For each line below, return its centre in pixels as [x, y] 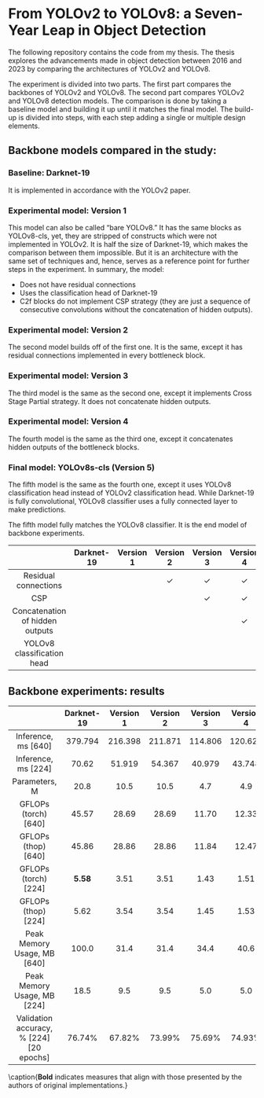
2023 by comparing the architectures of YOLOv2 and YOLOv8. [109, 68]
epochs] [35, 1057]
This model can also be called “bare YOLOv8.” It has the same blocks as [125, 227]
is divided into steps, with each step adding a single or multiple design [132, 117]
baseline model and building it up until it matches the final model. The [121, 109]
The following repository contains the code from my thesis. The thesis [121, 52]
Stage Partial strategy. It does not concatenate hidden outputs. [110, 401]
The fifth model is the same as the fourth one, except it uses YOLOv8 [120, 485]
